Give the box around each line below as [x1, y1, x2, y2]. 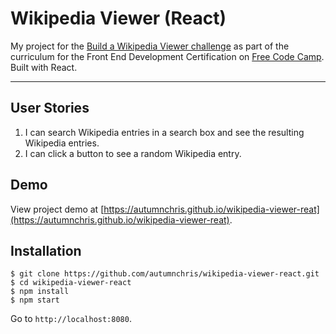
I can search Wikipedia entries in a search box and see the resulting [24, 126, 305, 138]
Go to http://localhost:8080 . [10, 313, 132, 325]
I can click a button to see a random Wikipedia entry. [24, 147, 242, 159]
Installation [10, 242, 82, 259]
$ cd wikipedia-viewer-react [10, 278, 132, 288]
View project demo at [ [10, 203, 105, 215]
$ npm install [10, 287, 70, 297]
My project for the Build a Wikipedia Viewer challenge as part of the [10, 40, 290, 52]
